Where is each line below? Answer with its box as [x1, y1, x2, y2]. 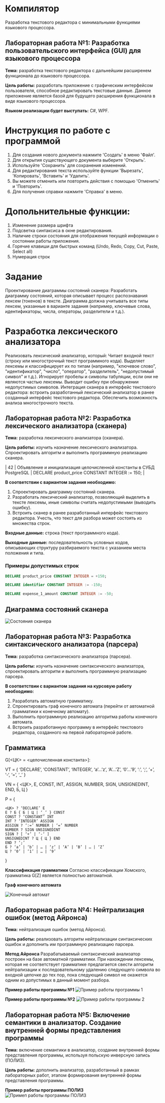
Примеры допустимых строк [5, 562, 79, 569]
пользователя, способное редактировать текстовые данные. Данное [5, 87, 151, 93]
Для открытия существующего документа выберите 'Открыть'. [12, 157, 146, 163]
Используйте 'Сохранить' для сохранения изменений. [12, 162, 127, 168]
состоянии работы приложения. [12, 238, 80, 244]
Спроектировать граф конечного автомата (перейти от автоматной [12, 703, 155, 709]
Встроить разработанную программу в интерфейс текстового [12, 724, 144, 730]
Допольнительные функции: [5, 206, 131, 217]
